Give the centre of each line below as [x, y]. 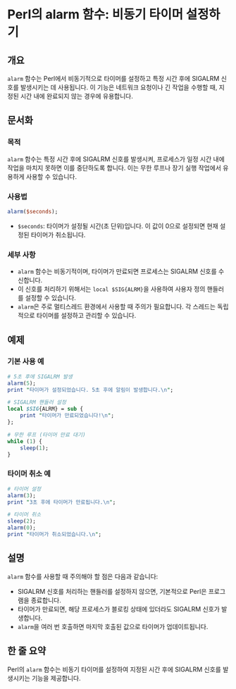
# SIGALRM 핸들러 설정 [37, 402]
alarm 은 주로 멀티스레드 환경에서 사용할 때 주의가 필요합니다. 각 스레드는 [117, 306]
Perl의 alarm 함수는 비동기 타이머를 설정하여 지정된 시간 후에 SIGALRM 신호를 [114, 669]
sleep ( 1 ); [35, 448]
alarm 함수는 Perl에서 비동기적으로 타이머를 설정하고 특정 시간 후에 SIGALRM [113, 79]
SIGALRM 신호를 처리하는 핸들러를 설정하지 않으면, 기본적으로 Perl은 [112, 591]
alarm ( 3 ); [22, 495]
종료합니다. [46, 600]
